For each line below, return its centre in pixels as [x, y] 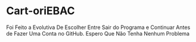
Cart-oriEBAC [41, 11]
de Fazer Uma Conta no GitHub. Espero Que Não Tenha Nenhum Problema [98, 33]
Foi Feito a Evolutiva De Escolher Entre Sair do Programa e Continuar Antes [98, 27]
